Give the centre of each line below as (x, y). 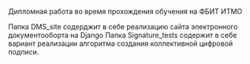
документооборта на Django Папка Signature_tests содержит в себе (123, 35)
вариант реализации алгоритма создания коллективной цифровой (121, 43)
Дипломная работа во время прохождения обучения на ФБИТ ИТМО (125, 11)
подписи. (24, 52)
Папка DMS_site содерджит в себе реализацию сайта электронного (123, 26)
